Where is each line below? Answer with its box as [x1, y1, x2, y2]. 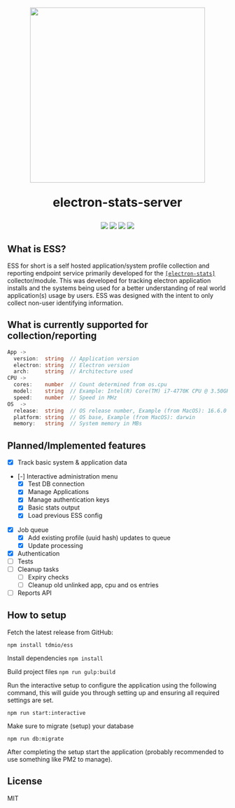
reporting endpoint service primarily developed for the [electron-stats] [7, 269, 215, 277]
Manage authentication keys [27, 495, 110, 504]
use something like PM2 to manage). [7, 755, 113, 763]
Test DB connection [27, 480, 85, 488]
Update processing [27, 541, 83, 549]
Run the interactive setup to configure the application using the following [7, 680, 217, 690]
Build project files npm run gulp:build [7, 667, 116, 676]
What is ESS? [7, 242, 66, 255]
